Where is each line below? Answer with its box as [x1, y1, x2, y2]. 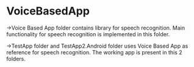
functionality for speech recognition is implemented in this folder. [6, 30, 170, 37]
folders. [6, 55, 26, 62]
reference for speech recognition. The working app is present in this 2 [6, 48, 182, 56]
